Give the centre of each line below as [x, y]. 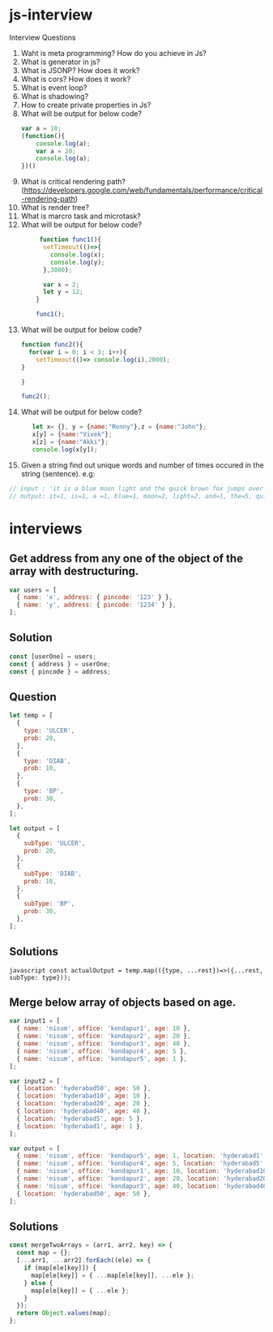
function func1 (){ [70, 240]
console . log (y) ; [78, 262]
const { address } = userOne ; [60, 664]
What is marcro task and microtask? [81, 216]
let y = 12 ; [63, 292]
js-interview [51, 15]
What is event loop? [54, 88]
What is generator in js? [60, 62]
